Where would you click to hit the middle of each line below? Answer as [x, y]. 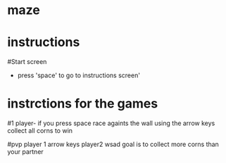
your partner [25, 152]
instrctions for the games [83, 104]
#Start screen [27, 62]
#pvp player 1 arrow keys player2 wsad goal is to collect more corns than [113, 144]
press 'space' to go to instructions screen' [79, 75]
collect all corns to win [40, 131]
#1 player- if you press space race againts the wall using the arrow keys [111, 123]
